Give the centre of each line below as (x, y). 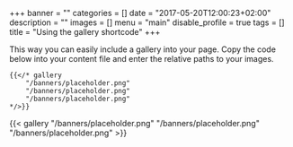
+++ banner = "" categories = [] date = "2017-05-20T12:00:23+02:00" (140, 13)
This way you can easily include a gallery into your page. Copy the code (143, 49)
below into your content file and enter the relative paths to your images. (142, 59)
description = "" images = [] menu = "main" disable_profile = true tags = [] (147, 22)
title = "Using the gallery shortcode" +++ (85, 32)
